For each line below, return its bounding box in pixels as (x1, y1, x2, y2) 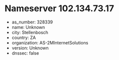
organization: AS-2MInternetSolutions (11, 40, 89, 45)
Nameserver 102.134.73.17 (4, 3, 114, 14)
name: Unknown (11, 24, 45, 30)
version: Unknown (11, 45, 49, 51)
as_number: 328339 (11, 19, 53, 25)
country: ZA (11, 35, 36, 40)
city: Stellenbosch (11, 29, 49, 35)
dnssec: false (11, 50, 39, 56)
